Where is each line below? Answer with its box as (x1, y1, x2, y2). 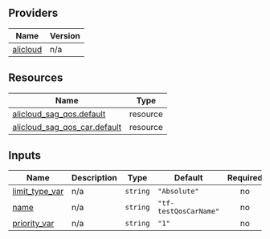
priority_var (12, 218, 55, 229)
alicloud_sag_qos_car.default (12, 121, 122, 132)
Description (71, 172, 118, 184)
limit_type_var (12, 186, 64, 197)
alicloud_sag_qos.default (12, 108, 106, 119)
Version (49, 30, 80, 41)
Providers (8, 6, 59, 20)
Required (227, 172, 264, 184)
